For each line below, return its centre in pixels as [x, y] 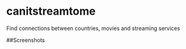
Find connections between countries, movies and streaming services [93, 28]
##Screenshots [26, 40]
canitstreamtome [51, 11]
